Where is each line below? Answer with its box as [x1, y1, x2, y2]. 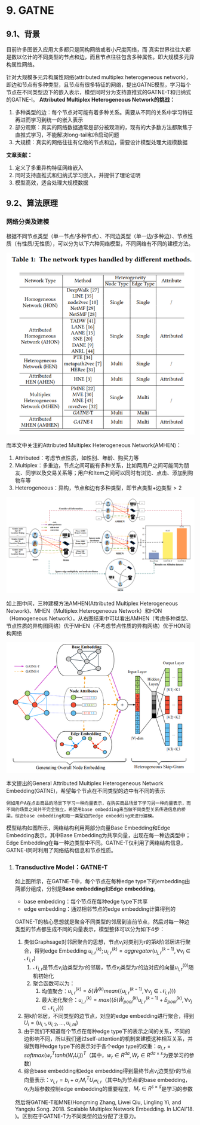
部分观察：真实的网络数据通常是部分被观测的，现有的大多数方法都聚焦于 [14, 124, 193, 130]
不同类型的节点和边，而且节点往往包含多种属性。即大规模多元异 [37, 53, 195, 60]
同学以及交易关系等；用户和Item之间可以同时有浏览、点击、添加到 [25, 469, 188, 476]
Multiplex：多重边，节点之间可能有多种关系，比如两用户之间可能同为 [14, 461, 184, 469]
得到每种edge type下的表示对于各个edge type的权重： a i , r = [23, 1042, 171, 1051]
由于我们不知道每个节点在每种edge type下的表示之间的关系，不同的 [23, 1027, 190, 1035]
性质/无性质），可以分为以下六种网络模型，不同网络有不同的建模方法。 [21, 240, 194, 247]
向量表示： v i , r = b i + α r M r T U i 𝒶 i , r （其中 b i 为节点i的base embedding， [23, 1075, 191, 1085]
